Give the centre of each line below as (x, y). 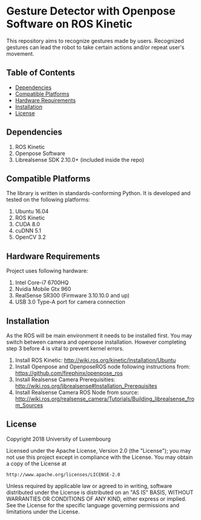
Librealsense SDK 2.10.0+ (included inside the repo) (80, 159)
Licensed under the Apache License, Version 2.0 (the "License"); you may (99, 450)
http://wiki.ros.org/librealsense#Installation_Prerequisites (86, 386)
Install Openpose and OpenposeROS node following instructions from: (103, 367)
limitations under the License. (43, 512)
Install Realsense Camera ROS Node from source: (77, 392)
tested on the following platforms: (48, 200)
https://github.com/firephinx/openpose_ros (69, 373)
